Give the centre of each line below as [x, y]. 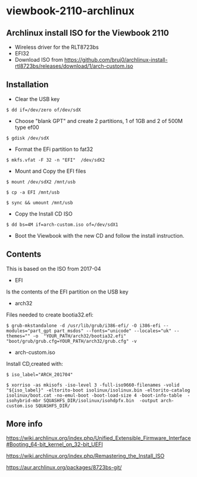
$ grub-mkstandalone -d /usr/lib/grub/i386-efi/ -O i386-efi [84, 326]
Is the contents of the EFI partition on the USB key [67, 292]
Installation [27, 85]
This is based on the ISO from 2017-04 [54, 268]
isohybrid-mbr [24, 400]
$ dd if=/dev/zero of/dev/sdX [44, 110]
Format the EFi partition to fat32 [54, 149]
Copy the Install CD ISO [43, 214]
